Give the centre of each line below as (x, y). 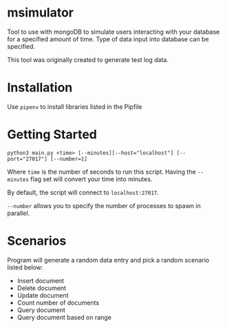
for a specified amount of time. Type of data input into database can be (108, 39)
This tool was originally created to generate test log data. (88, 59)
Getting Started (52, 135)
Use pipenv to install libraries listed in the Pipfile (75, 106)
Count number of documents (58, 303)
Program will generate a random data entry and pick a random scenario (108, 260)
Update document (43, 295)
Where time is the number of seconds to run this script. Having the (101, 172)
